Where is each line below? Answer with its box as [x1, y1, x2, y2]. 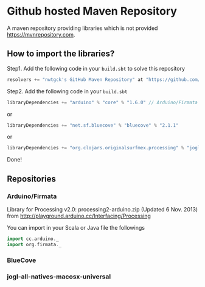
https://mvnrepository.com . [7, 30, 75, 38]
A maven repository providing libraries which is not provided [7, 24, 158, 32]
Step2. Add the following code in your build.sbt [7, 87, 128, 95]
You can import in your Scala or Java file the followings [7, 224, 145, 231]
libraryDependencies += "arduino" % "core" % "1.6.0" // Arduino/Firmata [7, 99, 198, 105]
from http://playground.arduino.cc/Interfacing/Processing [7, 212, 151, 219]
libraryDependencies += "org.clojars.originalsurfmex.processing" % [7, 145, 184, 151]
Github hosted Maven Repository [7, 4, 177, 18]
